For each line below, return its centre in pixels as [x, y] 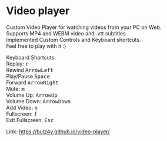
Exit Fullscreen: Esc [30, 120]
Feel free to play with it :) [36, 46]
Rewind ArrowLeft [30, 70]
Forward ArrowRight [32, 82]
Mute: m [15, 88]
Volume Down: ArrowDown [39, 101]
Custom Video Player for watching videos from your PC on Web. [84, 27]
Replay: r [17, 64]
